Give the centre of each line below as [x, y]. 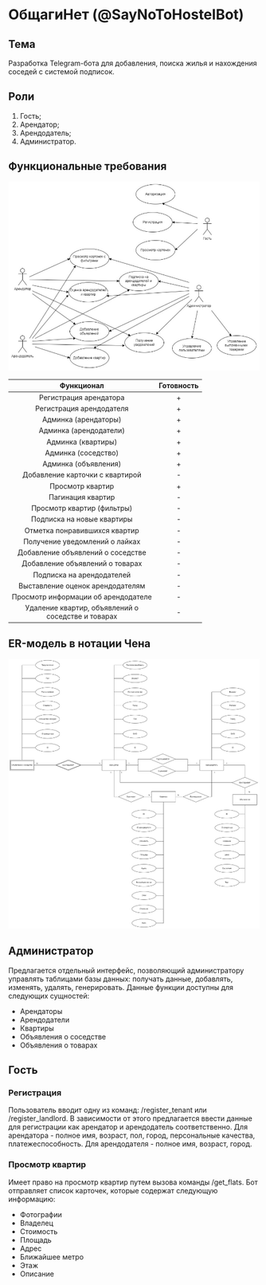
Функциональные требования [88, 166]
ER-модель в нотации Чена [80, 644]
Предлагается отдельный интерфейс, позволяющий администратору [126, 970]
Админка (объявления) [82, 464]
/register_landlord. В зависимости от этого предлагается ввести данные [130, 1118]
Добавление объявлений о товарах [82, 564]
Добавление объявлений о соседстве [82, 552]
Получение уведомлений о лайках [82, 541]
